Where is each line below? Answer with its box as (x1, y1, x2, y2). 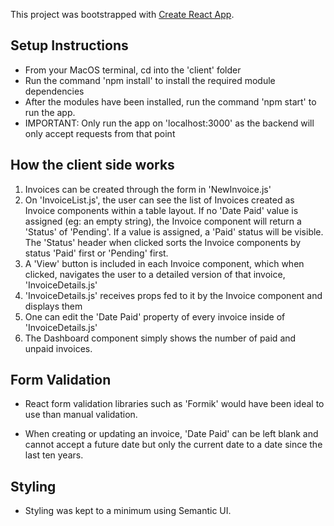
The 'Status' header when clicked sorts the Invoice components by (24, 236, 302, 248)
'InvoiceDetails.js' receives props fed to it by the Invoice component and (24, 289, 323, 301)
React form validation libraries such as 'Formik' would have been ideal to (24, 398, 325, 410)
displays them (24, 300, 83, 312)
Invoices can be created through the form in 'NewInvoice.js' (24, 183, 272, 195)
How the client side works (10, 157, 175, 174)
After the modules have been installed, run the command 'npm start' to (24, 95, 317, 108)
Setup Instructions (10, 37, 129, 54)
